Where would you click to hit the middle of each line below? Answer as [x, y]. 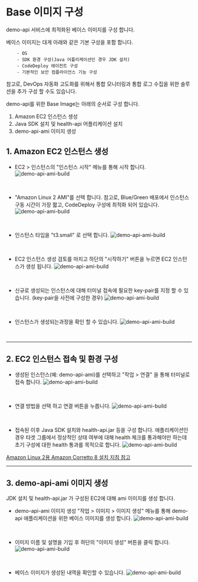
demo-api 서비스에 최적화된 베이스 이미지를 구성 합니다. [70, 30]
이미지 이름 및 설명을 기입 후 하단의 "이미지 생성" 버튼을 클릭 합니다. [92, 542]
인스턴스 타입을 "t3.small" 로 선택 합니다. [62, 235]
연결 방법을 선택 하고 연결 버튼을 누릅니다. [62, 406]
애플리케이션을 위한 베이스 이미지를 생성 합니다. [78, 518]
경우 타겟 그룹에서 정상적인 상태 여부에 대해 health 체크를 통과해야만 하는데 [101, 437]
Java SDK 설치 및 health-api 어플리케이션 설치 [69, 123]
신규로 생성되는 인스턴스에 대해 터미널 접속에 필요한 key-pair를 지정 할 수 [98, 290]
